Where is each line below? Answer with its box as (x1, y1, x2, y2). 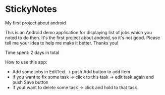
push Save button (12, 79, 49, 85)
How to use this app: (5, 59, 48, 65)
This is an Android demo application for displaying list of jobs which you (5, 29, 152, 35)
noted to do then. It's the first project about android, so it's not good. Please (5, 35, 160, 41)
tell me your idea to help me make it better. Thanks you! (5, 40, 119, 46)
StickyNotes (5, 3, 57, 15)
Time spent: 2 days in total (5, 49, 59, 55)
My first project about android (5, 20, 66, 26)
